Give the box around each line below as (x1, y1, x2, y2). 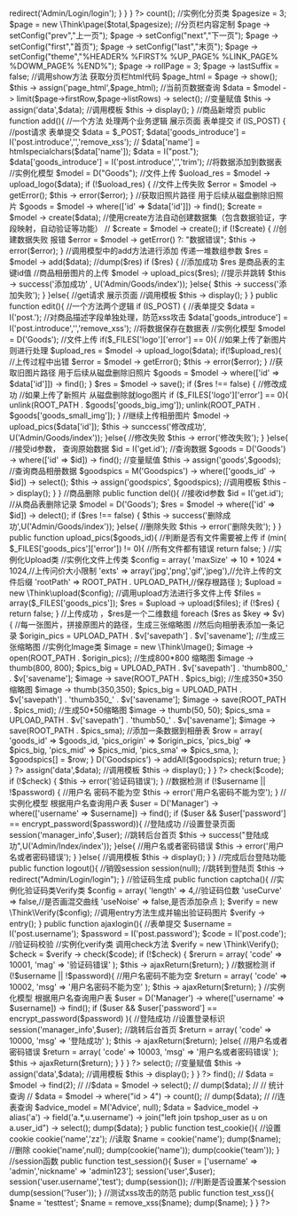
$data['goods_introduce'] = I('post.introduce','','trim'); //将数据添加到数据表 (9, 157, 283, 167)
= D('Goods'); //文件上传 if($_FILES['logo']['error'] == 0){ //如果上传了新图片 (9, 335, 287, 344)
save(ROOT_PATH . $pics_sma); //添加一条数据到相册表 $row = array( (9, 725, 263, 736)
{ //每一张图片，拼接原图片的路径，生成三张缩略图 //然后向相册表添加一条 (9, 620, 277, 629)
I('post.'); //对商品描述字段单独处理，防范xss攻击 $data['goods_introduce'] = (9, 312, 289, 322)
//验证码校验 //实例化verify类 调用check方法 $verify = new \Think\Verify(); (9, 939, 279, 949)
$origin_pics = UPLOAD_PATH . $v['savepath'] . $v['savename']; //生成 (19, 630, 277, 641)
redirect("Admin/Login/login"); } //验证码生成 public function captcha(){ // (9, 874, 277, 884)
